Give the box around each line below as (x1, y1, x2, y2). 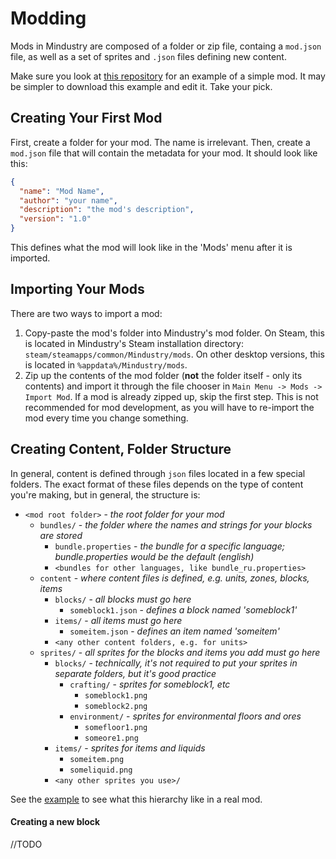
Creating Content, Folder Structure (10, 441, 232, 458)
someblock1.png (84, 690, 148, 701)
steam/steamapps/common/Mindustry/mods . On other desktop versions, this (24, 348, 325, 360)
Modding (10, 7, 87, 30)
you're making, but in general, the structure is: (10, 488, 201, 501)
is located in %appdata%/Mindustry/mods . (24, 358, 188, 371)
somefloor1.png (84, 722, 148, 732)
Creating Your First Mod (10, 110, 163, 127)
